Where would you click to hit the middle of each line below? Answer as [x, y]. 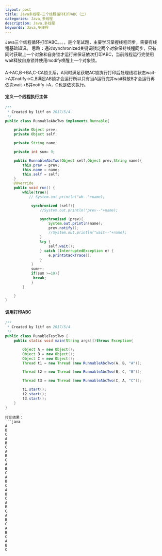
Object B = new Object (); [49, 354]
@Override [24, 183]
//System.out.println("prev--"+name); [79, 210]
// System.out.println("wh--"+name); [67, 197]
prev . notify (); [64, 228]
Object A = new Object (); [49, 349]
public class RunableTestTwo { [37, 336]
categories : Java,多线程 [29, 19]
